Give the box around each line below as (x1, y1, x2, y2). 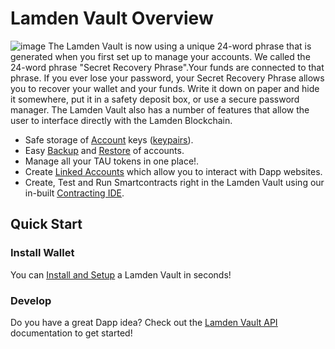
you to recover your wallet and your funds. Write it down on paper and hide (10, 82, 320, 94)
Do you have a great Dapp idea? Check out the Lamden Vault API (10, 316, 278, 328)
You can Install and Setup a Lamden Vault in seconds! (10, 268, 232, 281)
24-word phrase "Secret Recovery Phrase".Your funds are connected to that (10, 61, 325, 73)
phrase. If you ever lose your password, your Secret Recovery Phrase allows (10, 72, 325, 84)
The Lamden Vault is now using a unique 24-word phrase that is (48, 40, 312, 52)
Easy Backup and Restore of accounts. (24, 144, 185, 156)
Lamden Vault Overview (10, 7, 214, 30)
